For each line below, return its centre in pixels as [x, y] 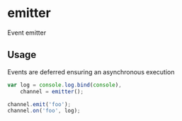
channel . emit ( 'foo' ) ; [39, 104]
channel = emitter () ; [52, 91]
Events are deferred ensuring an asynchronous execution [91, 71]
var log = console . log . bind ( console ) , [64, 85]
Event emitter [27, 33]
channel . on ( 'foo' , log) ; [44, 111]
